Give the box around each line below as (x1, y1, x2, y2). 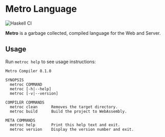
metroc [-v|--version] (10, 91, 58, 96)
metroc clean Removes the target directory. (10, 104, 118, 109)
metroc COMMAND (10, 82, 43, 87)
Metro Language (5, 3, 77, 15)
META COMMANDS (5, 118, 36, 123)
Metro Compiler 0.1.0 (5, 68, 52, 73)
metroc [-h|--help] (10, 86, 52, 91)
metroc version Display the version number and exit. (10, 127, 134, 132)
